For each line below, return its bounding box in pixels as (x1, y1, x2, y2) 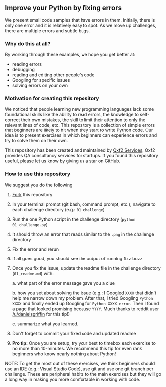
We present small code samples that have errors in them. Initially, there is (5, 17, 155, 23)
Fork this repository (12, 191, 53, 197)
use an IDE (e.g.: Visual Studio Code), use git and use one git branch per (5, 366, 154, 372)
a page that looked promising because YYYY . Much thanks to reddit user (12, 306, 159, 312)
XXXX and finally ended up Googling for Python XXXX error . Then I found (12, 300, 159, 306)
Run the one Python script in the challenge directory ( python (12, 216, 136, 222)
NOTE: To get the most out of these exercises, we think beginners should (5, 360, 155, 366)
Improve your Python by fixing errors (5, 4, 122, 12)
